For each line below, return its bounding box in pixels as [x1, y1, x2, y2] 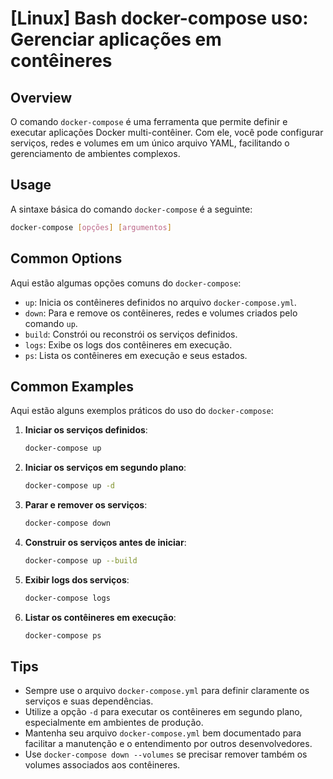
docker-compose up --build [24, 555, 138, 566]
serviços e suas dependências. [24, 695, 154, 707]
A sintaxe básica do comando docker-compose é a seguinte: [10, 203, 253, 215]
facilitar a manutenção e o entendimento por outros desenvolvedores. [24, 738, 313, 750]
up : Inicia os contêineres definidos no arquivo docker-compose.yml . [24, 296, 297, 308]
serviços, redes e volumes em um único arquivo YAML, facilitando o [10, 137, 290, 149]
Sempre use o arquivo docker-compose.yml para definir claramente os [24, 685, 310, 697]
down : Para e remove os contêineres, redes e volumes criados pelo [24, 307, 298, 319]
